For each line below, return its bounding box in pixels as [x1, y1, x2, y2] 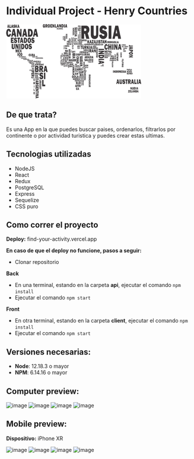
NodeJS [14, 165, 35, 172]
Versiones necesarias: [6, 347, 91, 357]
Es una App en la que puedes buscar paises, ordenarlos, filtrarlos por [6, 126, 176, 133]
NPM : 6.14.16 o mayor [14, 369, 68, 376]
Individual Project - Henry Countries [6, 4, 188, 18]
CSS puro [14, 203, 39, 210]
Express [14, 190, 35, 197]
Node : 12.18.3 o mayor [14, 363, 69, 370]
